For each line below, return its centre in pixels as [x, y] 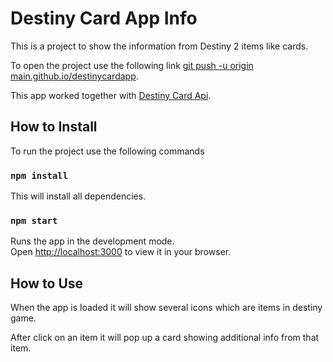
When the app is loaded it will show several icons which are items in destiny [166, 308]
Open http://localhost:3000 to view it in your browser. [121, 252]
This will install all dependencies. [78, 196]
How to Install [54, 127]
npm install [39, 175]
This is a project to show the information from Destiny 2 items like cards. [159, 46]
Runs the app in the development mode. [92, 241]
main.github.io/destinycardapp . [74, 76]
